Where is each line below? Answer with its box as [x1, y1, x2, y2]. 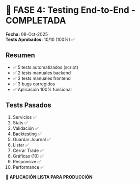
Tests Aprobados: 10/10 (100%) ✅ [5, 37, 75, 42]
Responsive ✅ [12, 158, 41, 164]
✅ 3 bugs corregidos [12, 81, 56, 87]
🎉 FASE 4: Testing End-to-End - [5, 4, 136, 16]
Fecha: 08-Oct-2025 [5, 31, 48, 37]
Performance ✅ [12, 164, 45, 170]
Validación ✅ [12, 125, 39, 131]
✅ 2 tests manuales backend [12, 70, 71, 75]
